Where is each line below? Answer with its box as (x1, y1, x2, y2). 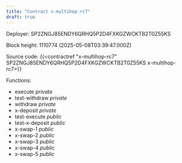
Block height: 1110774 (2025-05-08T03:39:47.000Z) (6, 42, 132, 49)
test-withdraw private (14, 94, 68, 101)
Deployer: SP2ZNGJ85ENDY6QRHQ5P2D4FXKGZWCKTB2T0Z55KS (6, 30, 171, 37)
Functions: (6, 77, 32, 84)
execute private (14, 88, 53, 95)
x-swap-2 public (14, 131, 55, 138)
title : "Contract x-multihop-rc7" (6, 8, 91, 15)
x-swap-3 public (14, 138, 55, 145)
